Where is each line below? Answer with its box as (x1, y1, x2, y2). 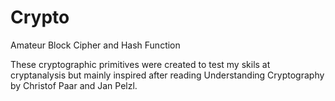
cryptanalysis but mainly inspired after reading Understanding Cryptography (10, 69, 325, 81)
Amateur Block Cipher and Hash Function (10, 39, 181, 51)
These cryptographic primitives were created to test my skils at (10, 58, 271, 70)
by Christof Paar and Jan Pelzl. (10, 79, 138, 91)
